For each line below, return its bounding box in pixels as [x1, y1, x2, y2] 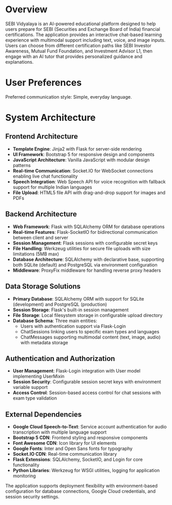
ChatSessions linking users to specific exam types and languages [20, 328, 160, 334]
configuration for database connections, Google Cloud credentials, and [5, 488, 156, 494]
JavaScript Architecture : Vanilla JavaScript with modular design [12, 157, 150, 163]
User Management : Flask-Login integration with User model [12, 368, 141, 374]
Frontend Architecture [5, 132, 78, 141]
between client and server [12, 234, 68, 240]
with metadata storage [20, 339, 68, 345]
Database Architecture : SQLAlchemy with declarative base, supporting [12, 256, 164, 263]
